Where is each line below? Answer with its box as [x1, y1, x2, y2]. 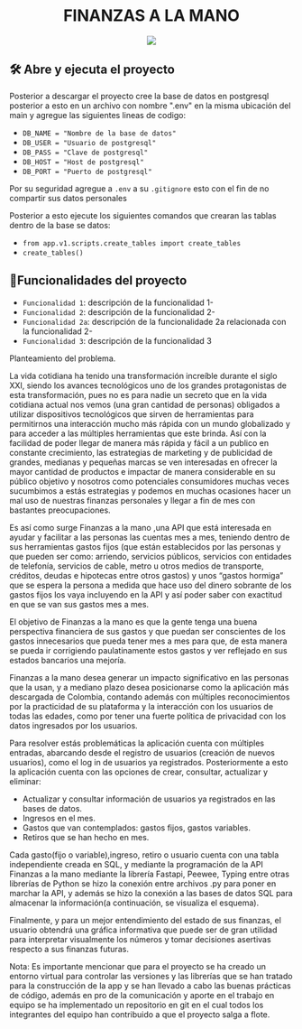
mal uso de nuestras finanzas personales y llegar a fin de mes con [9, 495, 256, 505]
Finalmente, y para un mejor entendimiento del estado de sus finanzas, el [9, 914, 282, 925]
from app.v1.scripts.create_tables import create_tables [22, 238, 242, 248]
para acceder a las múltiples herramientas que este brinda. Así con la [9, 428, 267, 439]
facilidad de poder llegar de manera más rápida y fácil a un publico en [9, 437, 269, 448]
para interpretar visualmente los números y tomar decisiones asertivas [9, 933, 272, 944]
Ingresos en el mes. [22, 812, 96, 823]
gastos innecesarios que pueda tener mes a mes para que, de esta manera [9, 635, 288, 646]
